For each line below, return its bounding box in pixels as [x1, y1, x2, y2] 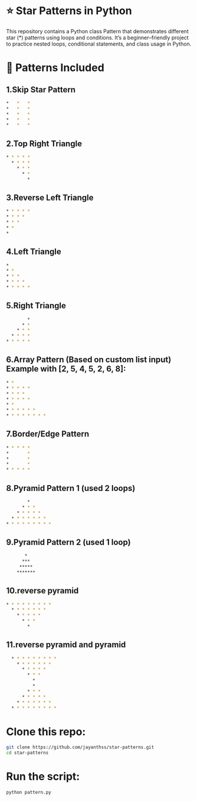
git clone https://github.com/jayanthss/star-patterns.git [6, 744, 155, 751]
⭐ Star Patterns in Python [6, 4, 132, 18]
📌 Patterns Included [6, 61, 104, 75]
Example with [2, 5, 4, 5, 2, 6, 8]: [6, 364, 126, 374]
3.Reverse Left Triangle [6, 192, 94, 202]
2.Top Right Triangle [6, 138, 83, 148]
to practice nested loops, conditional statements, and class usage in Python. [6, 40, 192, 47]
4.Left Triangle [6, 247, 61, 257]
